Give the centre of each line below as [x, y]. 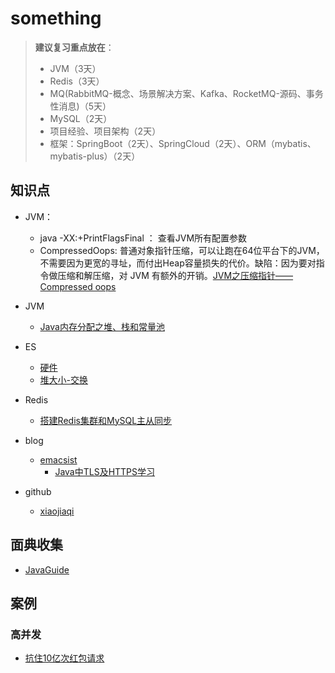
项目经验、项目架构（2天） [105, 131]
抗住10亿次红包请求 [64, 658]
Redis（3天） [77, 81]
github [38, 491]
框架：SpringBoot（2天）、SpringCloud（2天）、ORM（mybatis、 [183, 143]
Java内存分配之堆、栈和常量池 [102, 326]
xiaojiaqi [57, 511]
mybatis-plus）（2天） [95, 156]
